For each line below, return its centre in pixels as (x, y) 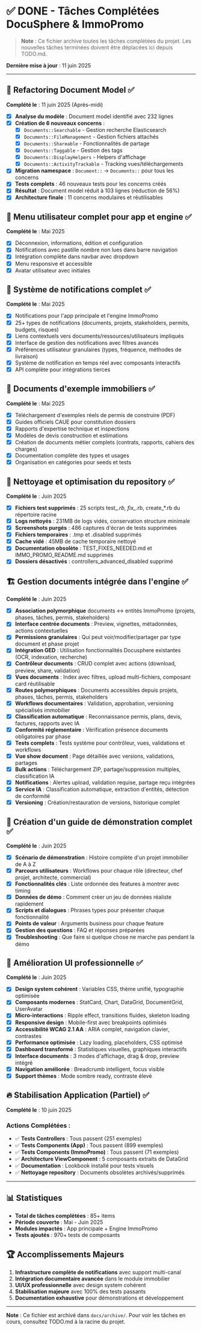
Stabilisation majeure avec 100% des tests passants (80, 1291)
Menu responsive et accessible (54, 263)
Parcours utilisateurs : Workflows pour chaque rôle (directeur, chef (99, 871)
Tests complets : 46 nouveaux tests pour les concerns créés (90, 184)
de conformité (32, 796)
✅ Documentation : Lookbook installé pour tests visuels (84, 1166)
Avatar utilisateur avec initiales (53, 270)
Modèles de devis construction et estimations (71, 435)
